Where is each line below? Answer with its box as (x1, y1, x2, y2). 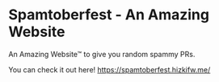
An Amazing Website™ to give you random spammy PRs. (8, 49, 196, 59)
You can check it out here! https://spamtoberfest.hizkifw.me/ (8, 64, 211, 74)
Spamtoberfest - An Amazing (8, 6, 210, 24)
